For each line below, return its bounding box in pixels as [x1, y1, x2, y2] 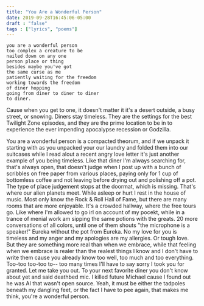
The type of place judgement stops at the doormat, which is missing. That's [6, 183, 196, 190]
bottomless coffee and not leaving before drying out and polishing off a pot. [6, 176, 197, 184]
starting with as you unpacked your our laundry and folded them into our [6, 144, 189, 151]
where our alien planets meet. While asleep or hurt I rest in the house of [6, 189, 186, 196]
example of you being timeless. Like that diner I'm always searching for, [6, 157, 186, 164]
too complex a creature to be [6, 48, 83, 54]
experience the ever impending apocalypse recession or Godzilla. [6, 126, 171, 133]
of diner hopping [6, 85, 51, 91]
